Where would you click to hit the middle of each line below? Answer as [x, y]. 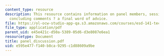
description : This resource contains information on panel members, [76, 14]
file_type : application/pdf [34, 28]
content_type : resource [29, 9]
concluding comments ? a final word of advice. [59, 19]
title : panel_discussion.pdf [35, 41]
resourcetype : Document [29, 37]
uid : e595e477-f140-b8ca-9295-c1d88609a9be [50, 46]
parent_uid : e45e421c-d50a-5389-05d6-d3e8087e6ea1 [58, 32]
